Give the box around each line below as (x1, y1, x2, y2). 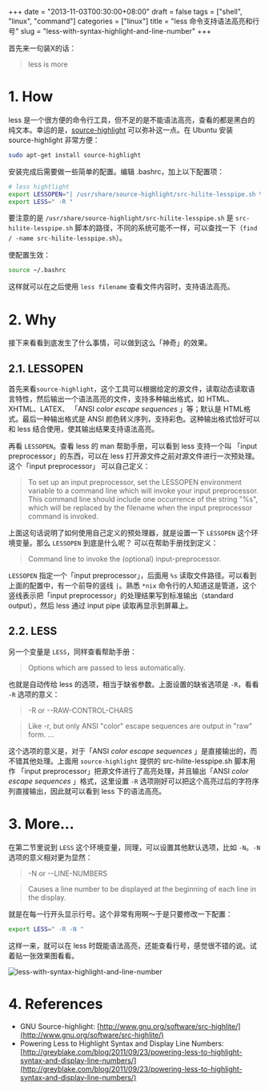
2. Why (8, 311, 57, 328)
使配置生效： (8, 250, 50, 260)
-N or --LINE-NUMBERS (27, 868, 108, 878)
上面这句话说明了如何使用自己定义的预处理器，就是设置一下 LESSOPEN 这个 (8, 528, 252, 538)
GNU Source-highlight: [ (19, 1021, 100, 1031)
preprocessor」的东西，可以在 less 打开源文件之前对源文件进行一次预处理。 (8, 451, 259, 461)
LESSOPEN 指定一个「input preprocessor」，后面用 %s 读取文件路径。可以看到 (8, 571, 257, 580)
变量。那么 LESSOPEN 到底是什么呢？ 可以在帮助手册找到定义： (14, 538, 219, 548)
